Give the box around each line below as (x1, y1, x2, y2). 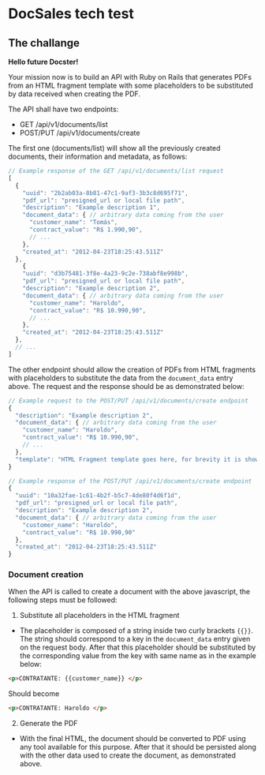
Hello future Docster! (8, 57, 79, 66)
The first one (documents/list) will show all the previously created (8, 144, 221, 152)
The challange (8, 36, 80, 50)
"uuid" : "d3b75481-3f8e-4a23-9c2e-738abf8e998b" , (22, 270, 189, 278)
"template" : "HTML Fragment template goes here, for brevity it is (15, 455, 242, 463)
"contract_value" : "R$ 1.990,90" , (28, 226, 144, 234)
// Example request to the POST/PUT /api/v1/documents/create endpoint (8, 396, 248, 405)
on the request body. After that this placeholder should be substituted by (19, 642, 256, 652)
